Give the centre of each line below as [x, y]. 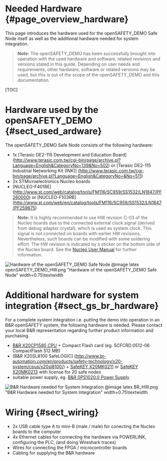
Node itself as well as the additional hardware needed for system [72, 38]
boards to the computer [37, 431]
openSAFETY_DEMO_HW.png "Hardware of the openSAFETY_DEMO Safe [81, 269]
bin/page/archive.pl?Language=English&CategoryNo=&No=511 [77, 176]
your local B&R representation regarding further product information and [79, 330]
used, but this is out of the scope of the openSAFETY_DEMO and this [88, 74]
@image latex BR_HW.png [131, 387]
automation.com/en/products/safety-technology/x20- [68, 361]
